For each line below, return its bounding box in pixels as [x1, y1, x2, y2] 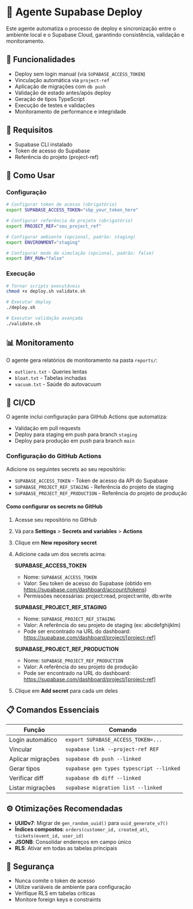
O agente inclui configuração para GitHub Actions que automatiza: [6, 413, 168, 420]
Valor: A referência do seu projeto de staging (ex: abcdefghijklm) [23, 621, 181, 628]
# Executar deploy [6, 299, 51, 305]
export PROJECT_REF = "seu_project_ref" [6, 223, 102, 229]
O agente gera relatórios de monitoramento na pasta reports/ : [6, 356, 158, 363]
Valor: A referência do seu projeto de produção [23, 663, 138, 670]
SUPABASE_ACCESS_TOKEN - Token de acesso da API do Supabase [14, 477, 168, 484]
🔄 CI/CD [6, 398, 36, 407]
